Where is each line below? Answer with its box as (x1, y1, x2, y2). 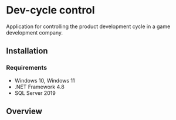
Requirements (6, 64, 48, 72)
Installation (6, 46, 48, 56)
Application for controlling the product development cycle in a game (6, 23, 171, 30)
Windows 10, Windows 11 (14, 77, 75, 84)
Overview (6, 107, 43, 116)
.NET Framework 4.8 (14, 83, 65, 90)
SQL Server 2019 (14, 89, 56, 97)
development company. (6, 29, 63, 36)
